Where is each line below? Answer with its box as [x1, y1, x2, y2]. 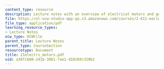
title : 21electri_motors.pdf [5, 52, 64, 57]
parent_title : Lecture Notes [5, 39, 64, 44]
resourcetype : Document [5, 48, 54, 52]
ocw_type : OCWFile [5, 34, 42, 39]
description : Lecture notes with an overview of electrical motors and [5, 12, 154, 17]
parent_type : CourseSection [5, 43, 62, 48]
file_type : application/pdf [5, 20, 62, 26]
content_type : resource [5, 7, 54, 12]
